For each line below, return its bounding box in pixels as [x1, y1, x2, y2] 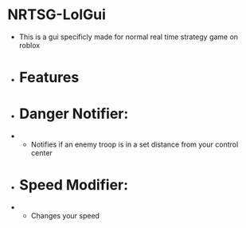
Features [18, 69, 80, 87]
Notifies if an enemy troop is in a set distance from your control [30, 140, 239, 149]
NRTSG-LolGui [7, 6, 107, 24]
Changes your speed [30, 211, 100, 220]
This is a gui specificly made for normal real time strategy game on [18, 32, 239, 41]
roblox [18, 40, 41, 49]
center [30, 148, 53, 158]
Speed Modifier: [18, 176, 129, 195]
